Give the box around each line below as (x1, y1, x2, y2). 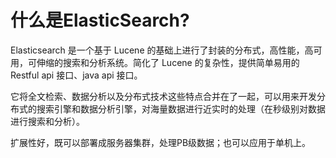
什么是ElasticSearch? (10, 9, 190, 32)
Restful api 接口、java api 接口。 (10, 69, 143, 81)
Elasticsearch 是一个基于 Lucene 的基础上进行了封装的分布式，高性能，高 (10, 44, 314, 56)
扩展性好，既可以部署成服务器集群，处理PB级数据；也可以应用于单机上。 (10, 136, 312, 148)
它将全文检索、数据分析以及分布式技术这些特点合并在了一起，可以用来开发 (10, 90, 317, 102)
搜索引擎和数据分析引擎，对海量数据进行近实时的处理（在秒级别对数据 (36, 102, 326, 115)
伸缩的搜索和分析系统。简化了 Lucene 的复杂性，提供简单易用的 (36, 56, 300, 68)
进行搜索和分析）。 (10, 115, 85, 127)
